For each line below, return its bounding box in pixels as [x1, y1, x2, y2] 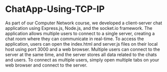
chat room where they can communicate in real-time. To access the [5, 36, 144, 42]
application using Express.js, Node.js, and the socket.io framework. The [5, 25, 153, 31]
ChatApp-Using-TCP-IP [5, 3, 105, 15]
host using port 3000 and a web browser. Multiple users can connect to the [5, 46, 161, 52]
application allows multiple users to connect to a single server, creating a [5, 30, 155, 36]
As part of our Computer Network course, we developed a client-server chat [5, 20, 163, 26]
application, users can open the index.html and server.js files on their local [5, 41, 158, 47]
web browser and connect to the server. [5, 62, 88, 68]
